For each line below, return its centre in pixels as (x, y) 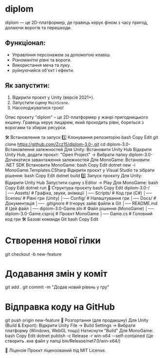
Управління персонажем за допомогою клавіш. (61, 55)
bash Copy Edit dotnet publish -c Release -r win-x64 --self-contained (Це (79, 336)
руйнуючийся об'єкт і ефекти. (43, 70)
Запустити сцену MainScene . (41, 102)
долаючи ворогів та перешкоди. (38, 27)
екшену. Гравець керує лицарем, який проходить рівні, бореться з (74, 122)
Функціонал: (25, 43)
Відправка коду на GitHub (60, 307)
